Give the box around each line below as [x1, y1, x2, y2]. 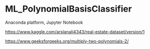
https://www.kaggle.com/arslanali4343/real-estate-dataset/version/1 [5, 29, 145, 34]
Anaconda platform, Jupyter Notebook [5, 19, 83, 25]
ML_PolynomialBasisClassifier [5, 3, 132, 15]
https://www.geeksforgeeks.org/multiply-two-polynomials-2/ [5, 38, 129, 44]
